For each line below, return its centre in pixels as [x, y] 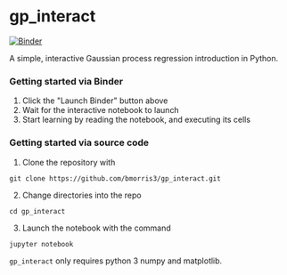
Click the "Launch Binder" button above [95, 101]
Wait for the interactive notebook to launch [101, 110]
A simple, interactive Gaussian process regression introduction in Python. [144, 58]
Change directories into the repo [82, 195]
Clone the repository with [69, 162]
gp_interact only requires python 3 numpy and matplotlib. [116, 261]
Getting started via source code [79, 142]
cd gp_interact [37, 211]
